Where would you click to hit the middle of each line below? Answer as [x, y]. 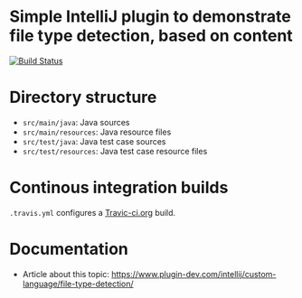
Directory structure [83, 98]
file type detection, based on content [151, 36]
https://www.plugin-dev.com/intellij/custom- [194, 274]
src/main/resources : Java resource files [97, 132]
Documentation [69, 249]
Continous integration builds [119, 188]
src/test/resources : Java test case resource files [115, 151]
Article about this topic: [66, 274]
